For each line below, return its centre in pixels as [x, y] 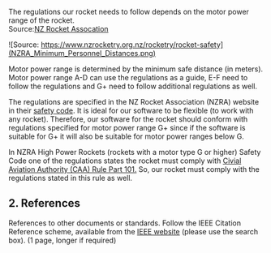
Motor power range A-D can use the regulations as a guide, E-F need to [128, 77]
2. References [45, 203]
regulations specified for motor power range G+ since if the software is [127, 128]
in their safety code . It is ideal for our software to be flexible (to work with [131, 110]
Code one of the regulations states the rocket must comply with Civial [125, 161]
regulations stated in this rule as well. [70, 178]
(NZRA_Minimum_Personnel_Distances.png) [82, 53]
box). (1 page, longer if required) [62, 240]
